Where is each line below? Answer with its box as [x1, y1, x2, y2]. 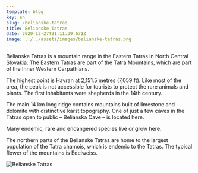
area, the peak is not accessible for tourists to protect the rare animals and [6, 83, 189, 90]
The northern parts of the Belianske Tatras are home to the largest [6, 137, 168, 143]
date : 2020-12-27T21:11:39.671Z [6, 31, 86, 37]
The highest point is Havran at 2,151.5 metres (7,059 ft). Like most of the [6, 77, 182, 84]
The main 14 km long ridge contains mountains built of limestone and [6, 101, 175, 108]
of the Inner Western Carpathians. [6, 65, 90, 72]
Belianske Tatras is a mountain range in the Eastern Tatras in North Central [6, 53, 188, 59]
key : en [6, 14, 26, 20]
